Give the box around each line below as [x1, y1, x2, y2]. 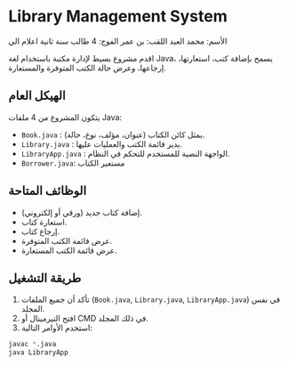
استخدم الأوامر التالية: [20, 322, 93, 333]
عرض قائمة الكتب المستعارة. [20, 245, 117, 256]
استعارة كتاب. [20, 216, 68, 227]
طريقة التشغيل [8, 270, 82, 286]
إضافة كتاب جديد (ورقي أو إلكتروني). [20, 207, 143, 217]
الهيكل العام [8, 88, 66, 103]
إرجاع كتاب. [20, 225, 60, 237]
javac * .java [8, 340, 57, 349]
